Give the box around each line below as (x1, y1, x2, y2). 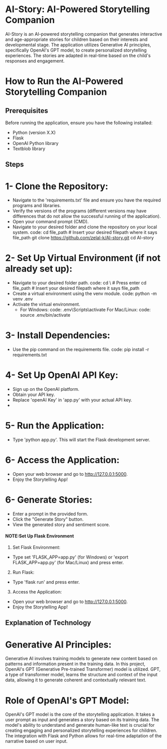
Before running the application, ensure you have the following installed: (5, 120, 153, 126)
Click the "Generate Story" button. (12, 516, 84, 522)
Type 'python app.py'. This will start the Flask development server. (12, 437, 150, 443)
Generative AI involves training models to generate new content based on (5, 656, 157, 662)
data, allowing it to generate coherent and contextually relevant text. (5, 677, 147, 683)
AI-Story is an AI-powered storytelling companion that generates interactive (5, 31, 162, 37)
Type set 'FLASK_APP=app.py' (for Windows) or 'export (12, 554, 129, 560)
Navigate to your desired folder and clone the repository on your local (12, 224, 157, 230)
